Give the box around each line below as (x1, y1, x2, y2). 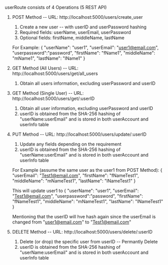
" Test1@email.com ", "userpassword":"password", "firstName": (12, 193, 143, 199)
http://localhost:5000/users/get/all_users (12, 70, 98, 77)
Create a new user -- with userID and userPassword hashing (19, 24, 147, 30)
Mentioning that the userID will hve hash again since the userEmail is (12, 214, 156, 219)
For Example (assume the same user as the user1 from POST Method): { (12, 167, 163, 173)
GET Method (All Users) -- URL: (12, 65, 79, 71)
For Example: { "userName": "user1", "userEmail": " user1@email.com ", (12, 45, 159, 50)
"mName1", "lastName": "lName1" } (12, 55, 86, 61)
